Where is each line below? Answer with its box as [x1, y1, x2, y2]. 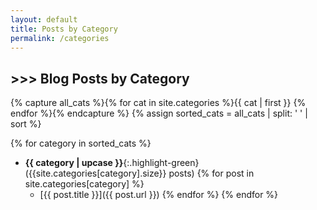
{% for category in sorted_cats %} [10, 137, 152, 150]
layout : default [10, 14, 78, 25]
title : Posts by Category [10, 24, 118, 34]
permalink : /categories [10, 33, 110, 43]
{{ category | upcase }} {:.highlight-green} [24, 157, 200, 169]
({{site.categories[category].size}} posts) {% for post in [24, 167, 255, 180]
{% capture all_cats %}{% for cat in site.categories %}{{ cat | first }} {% [10, 97, 307, 109]
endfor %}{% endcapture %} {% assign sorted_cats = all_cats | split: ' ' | [10, 107, 308, 120]
